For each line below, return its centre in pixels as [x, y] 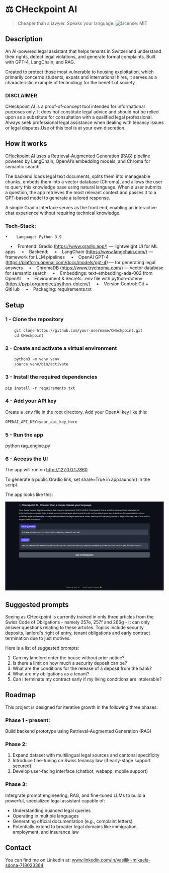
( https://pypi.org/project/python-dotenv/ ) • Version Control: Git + [77, 284]
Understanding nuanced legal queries [52, 810]
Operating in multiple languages [46, 816]
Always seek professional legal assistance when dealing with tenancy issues [84, 122]
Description [24, 39]
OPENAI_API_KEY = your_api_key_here [41, 422]
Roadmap [21, 695]
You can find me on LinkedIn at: [38, 860]
